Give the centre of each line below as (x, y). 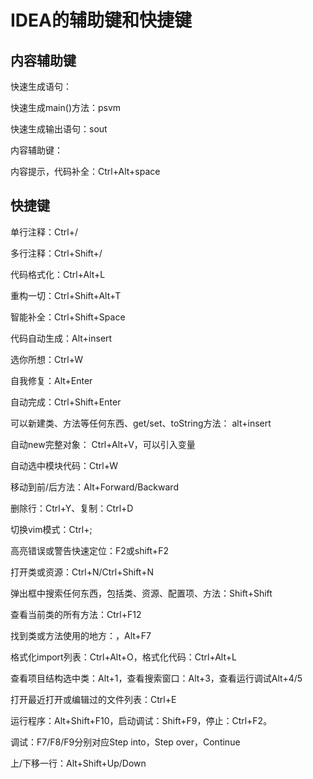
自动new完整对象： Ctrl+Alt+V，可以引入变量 (103, 444)
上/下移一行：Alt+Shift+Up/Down (78, 763)
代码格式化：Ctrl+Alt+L (58, 274)
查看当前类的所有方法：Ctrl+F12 (76, 614)
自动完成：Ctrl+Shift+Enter (66, 402)
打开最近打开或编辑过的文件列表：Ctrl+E (93, 699)
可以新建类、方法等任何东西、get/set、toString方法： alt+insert (141, 423)
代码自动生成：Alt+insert (61, 338)
